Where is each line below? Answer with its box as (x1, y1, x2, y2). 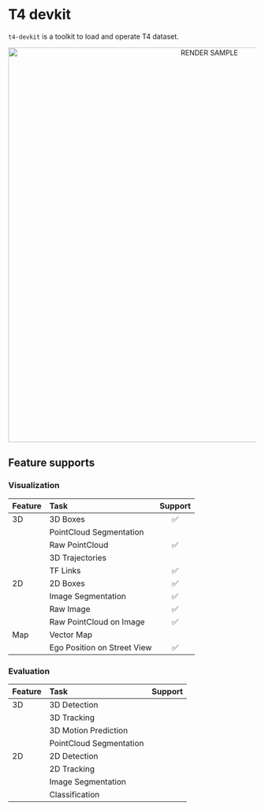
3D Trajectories (49, 552, 106, 563)
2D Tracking (49, 763, 95, 774)
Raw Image (49, 603, 91, 614)
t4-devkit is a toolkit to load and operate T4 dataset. (8, 32, 179, 41)
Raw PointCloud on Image (49, 616, 145, 627)
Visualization (8, 480, 60, 491)
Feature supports (8, 456, 95, 470)
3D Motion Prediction (49, 725, 129, 736)
